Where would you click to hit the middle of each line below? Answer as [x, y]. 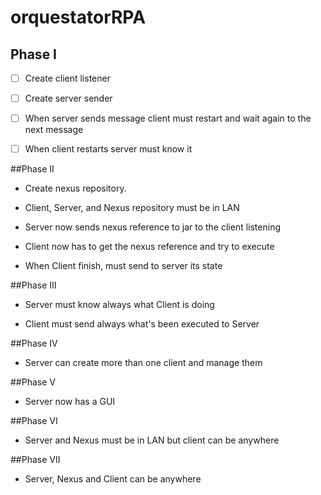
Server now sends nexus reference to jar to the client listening [152, 227]
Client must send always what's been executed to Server [142, 324]
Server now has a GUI [70, 402]
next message [54, 130]
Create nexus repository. [75, 188]
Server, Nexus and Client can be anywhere [113, 479]
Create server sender [68, 98]
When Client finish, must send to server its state [123, 266]
